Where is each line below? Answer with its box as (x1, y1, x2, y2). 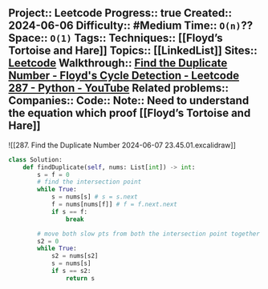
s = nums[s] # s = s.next (51, 193, 138, 201)
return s (65, 274, 95, 283)
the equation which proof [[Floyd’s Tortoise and (8, 106, 251, 120)
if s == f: (51, 207, 88, 215)
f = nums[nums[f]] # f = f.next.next (51, 200, 178, 209)
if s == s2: (51, 267, 91, 275)
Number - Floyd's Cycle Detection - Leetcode (8, 69, 239, 82)
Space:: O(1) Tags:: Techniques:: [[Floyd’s (8, 31, 223, 45)
